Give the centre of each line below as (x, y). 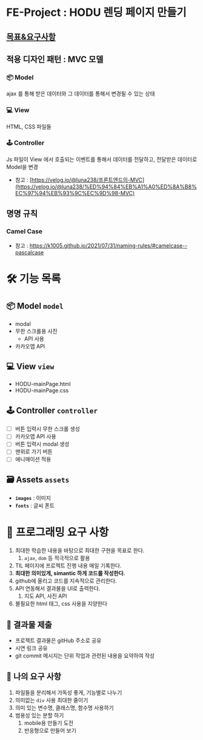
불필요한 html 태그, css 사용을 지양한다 (61, 604)
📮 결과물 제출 (29, 625)
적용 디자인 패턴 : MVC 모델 (55, 59)
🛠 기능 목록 (34, 279)
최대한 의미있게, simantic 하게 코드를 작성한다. (70, 573)
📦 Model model (35, 306)
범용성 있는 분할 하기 (39, 715)
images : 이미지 (33, 498)
